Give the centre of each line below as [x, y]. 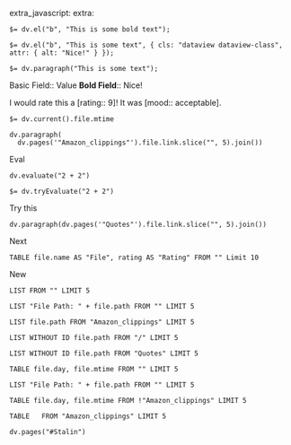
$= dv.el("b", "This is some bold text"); [90, 30]
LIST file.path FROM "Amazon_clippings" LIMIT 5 [102, 322]
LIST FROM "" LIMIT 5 [50, 291]
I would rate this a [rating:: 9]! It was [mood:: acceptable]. [115, 103]
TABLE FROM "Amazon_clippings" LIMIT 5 [88, 416]
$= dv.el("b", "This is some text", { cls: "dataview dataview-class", [146, 45]
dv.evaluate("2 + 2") [50, 176]
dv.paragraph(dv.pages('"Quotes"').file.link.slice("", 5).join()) [138, 224]
